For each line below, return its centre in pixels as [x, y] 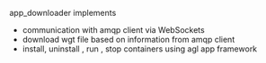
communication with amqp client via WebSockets [113, 30]
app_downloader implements [63, 13]
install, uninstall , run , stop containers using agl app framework [140, 49]
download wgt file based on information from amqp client [129, 39]
